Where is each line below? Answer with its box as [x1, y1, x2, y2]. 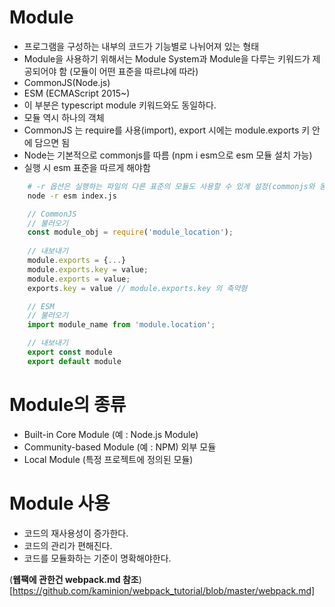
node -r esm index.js [27, 191, 117, 201]
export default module [27, 356, 122, 366]
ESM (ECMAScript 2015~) [23, 87, 131, 99]
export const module [27, 347, 113, 358]
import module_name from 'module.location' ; [27, 320, 216, 330]
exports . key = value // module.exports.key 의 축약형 [27, 283, 248, 293]
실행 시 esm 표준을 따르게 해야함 [23, 161, 151, 173]
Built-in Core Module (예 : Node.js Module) [23, 428, 199, 440]
